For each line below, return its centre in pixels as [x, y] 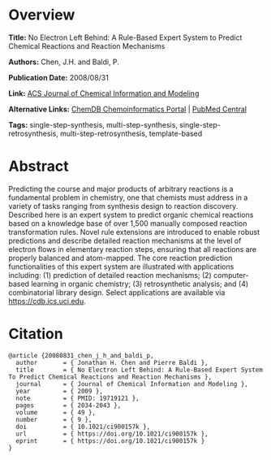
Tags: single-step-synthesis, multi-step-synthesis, [93, 124]
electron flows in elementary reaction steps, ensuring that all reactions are [133, 249]
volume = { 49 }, [56, 412]
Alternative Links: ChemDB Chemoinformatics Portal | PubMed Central [128, 109]
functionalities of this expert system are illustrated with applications [121, 267]
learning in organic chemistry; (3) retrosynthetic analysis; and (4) [140, 284]
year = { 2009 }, [60, 391]
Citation [36, 334]
